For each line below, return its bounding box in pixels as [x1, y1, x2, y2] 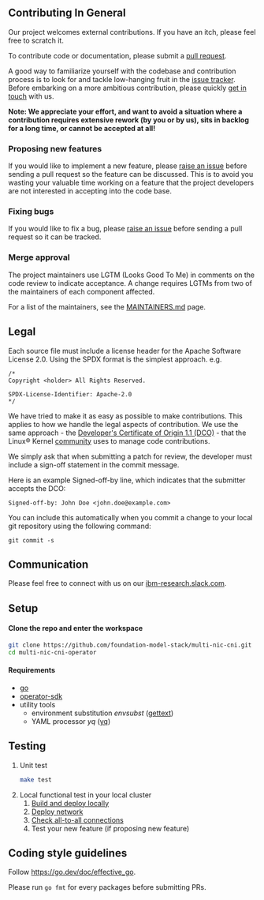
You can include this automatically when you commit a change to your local [8, 512, 254, 522]
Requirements [8, 666, 56, 675]
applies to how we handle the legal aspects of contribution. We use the [8, 419, 239, 429]
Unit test [19, 760, 47, 770]
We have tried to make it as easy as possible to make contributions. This [8, 411, 243, 421]
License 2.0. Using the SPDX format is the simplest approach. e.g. [8, 354, 222, 364]
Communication [8, 557, 89, 571]
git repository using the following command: [8, 521, 151, 531]
